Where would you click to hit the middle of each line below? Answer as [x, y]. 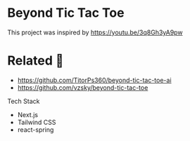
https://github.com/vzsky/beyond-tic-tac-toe [83, 87]
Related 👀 [36, 61]
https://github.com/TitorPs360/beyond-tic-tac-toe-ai [94, 80]
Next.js [28, 114]
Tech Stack [24, 101]
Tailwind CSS [37, 122]
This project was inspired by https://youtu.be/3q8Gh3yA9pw [95, 32]
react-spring [36, 129]
